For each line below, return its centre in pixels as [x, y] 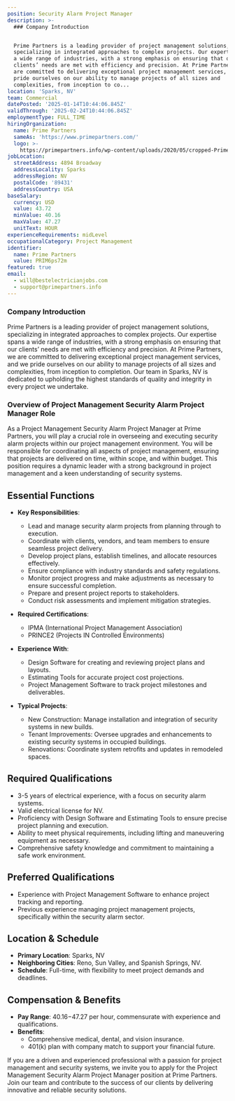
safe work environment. [51, 855]
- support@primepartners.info [57, 287]
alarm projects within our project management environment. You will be [110, 443]
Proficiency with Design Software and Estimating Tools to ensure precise [122, 818]
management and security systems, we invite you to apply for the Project [113, 1068]
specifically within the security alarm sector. [81, 916]
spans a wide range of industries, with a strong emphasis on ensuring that [114, 342]
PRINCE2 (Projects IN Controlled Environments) [96, 635]
